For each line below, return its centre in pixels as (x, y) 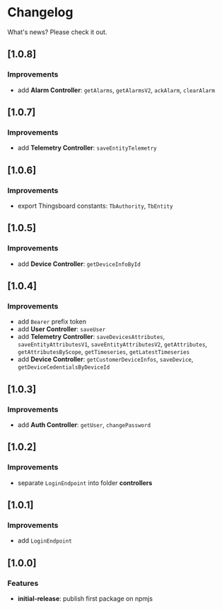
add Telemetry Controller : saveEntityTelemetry (87, 148)
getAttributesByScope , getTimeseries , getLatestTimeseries (104, 352)
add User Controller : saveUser (62, 329)
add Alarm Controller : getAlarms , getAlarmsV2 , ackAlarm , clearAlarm (116, 90)
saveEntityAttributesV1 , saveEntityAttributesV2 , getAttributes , (112, 344)
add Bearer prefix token (52, 322)
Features (23, 583)
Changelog (40, 12)
